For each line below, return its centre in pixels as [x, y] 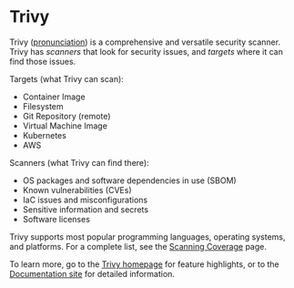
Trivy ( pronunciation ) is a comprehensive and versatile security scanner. [145, 42]
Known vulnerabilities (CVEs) [77, 190]
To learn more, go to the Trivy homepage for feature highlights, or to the [144, 264]
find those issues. [43, 61]
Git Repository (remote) [66, 116]
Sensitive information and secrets [85, 209]
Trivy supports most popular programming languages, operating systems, [147, 237]
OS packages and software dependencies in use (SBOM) [129, 180]
